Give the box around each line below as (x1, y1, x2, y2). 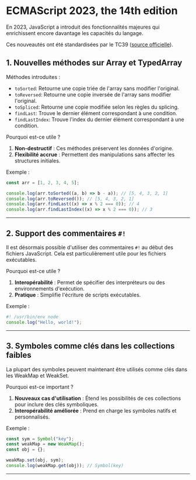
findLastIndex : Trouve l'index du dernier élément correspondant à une (14, 116, 185, 123)
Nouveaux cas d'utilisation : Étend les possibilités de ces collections (14, 395, 181, 402)
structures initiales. (14, 157, 61, 164)
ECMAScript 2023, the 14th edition (6, 4, 178, 18)
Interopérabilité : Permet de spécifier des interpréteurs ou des (14, 279, 165, 286)
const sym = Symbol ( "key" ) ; (6, 436, 75, 442)
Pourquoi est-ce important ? (6, 383, 74, 390)
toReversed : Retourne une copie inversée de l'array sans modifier (14, 91, 171, 98)
